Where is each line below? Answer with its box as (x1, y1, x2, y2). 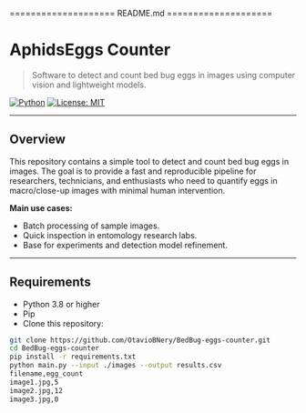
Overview (9, 132, 66, 147)
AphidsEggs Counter (9, 40, 171, 60)
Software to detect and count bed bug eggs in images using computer (31, 69, 296, 80)
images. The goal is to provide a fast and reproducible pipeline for (9, 166, 257, 176)
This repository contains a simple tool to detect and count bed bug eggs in (9, 156, 290, 166)
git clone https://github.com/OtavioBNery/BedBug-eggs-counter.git (9, 336, 271, 345)
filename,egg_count (9, 369, 84, 378)
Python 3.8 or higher (22, 298, 100, 309)
